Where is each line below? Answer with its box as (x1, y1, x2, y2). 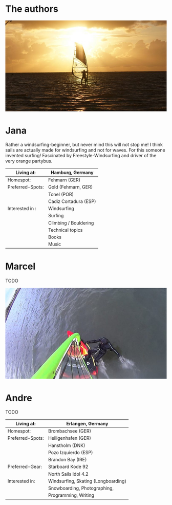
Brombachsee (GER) (48, 428, 91, 434)
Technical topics (48, 227, 83, 233)
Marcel (5, 260, 36, 272)
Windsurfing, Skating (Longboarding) (48, 478, 127, 484)
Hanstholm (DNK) (48, 442, 85, 448)
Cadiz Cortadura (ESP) (48, 198, 96, 204)
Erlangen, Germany (66, 420, 109, 426)
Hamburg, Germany (51, 169, 94, 175)
